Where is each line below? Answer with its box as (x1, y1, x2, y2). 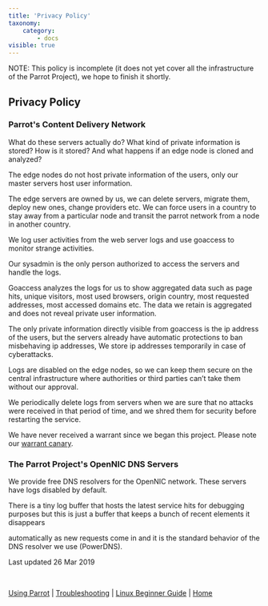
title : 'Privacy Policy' (8, 11, 91, 20)
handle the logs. (8, 267, 62, 277)
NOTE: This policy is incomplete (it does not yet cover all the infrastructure (8, 63, 254, 73)
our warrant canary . (8, 438, 74, 448)
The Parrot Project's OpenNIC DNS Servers (8, 458, 178, 469)
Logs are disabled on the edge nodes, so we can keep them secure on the (8, 365, 254, 375)
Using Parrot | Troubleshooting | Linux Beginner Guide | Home (8, 588, 214, 598)
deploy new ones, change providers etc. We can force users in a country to (8, 202, 257, 212)
